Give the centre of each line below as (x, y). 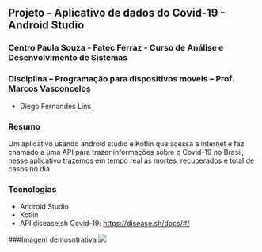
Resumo (25, 126)
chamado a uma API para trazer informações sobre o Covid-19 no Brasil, (126, 152)
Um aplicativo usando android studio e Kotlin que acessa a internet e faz (126, 143)
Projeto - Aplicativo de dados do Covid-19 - (117, 13)
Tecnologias (32, 189)
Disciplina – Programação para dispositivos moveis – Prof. (122, 79)
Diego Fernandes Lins (55, 106)
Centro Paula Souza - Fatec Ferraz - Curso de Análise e (116, 48)
